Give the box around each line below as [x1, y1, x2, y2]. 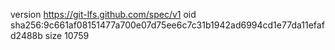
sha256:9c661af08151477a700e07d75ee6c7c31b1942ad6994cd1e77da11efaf [10, 19, 325, 31]
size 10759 [44, 30, 90, 41]
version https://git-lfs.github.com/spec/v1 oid [10, 9, 197, 20]
